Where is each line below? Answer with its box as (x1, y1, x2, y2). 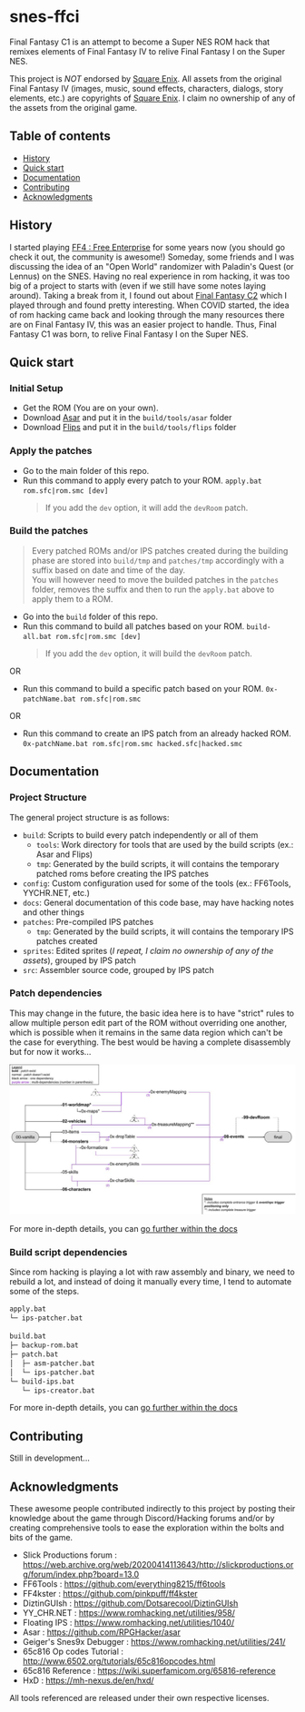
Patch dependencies (9, 987, 103, 999)
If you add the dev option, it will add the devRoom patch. (44, 502, 249, 513)
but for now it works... (9, 1046, 92, 1057)
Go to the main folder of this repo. (22, 465, 150, 476)
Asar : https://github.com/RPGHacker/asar (22, 1627, 182, 1638)
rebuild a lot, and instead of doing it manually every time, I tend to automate (9, 1276, 292, 1287)
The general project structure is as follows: (9, 812, 170, 822)
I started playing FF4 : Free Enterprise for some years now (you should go (9, 241, 286, 252)
